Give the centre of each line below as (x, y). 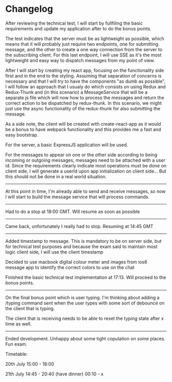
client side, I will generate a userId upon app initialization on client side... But (86, 171)
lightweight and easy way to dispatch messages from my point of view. (80, 60)
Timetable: (17, 354)
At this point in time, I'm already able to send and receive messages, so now (85, 191)
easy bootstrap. (22, 135)
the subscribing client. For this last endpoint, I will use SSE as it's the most (83, 55)
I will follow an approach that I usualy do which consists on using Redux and (85, 87)
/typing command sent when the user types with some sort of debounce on (85, 303)
